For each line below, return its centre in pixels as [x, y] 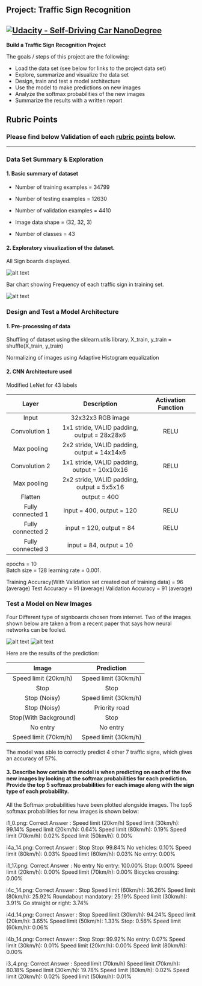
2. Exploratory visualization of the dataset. [61, 247]
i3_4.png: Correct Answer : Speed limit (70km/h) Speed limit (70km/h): [93, 964]
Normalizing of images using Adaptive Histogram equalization [83, 358]
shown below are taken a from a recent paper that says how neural [89, 623]
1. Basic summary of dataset [42, 174]
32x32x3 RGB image [100, 418]
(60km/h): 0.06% [28, 927]
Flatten [31, 497]
